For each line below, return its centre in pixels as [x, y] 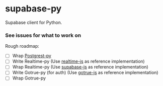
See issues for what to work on [43, 35]
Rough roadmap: [22, 46]
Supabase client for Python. [34, 22]
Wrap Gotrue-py [29, 78]
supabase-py [33, 9]
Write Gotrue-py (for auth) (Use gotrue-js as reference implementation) [85, 73]
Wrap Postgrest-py [32, 56]
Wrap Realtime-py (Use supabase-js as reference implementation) [80, 67]
